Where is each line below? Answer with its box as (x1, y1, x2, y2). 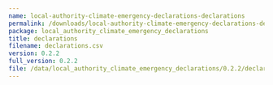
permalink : (8, 19, 45, 28)
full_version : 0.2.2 (8, 57, 79, 66)
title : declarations (8, 34, 79, 43)
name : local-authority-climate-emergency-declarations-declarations (8, 11, 245, 20)
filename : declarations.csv (8, 42, 104, 50)
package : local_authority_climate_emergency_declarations (8, 27, 209, 35)
